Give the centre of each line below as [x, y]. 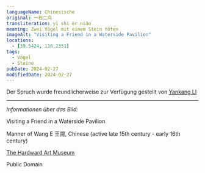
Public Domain [24, 164]
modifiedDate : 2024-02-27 [39, 75]
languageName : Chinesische [41, 12]
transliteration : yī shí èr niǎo [49, 23]
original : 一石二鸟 [29, 18]
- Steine [23, 63]
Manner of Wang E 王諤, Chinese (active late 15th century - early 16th [94, 134]
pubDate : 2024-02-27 [33, 69]
